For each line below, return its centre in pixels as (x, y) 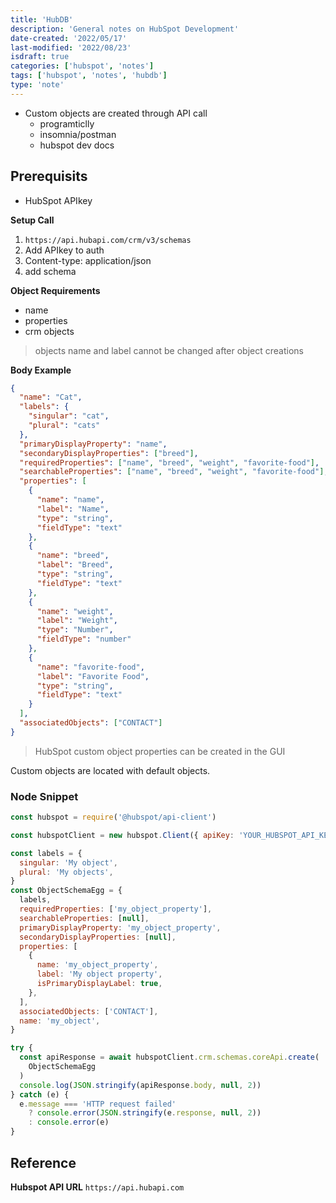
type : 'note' (37, 85)
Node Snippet (44, 796)
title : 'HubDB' (42, 19)
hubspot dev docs (77, 145)
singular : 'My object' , (68, 862)
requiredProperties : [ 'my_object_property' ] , (116, 909)
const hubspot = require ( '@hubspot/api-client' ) (113, 817)
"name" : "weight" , (75, 611)
